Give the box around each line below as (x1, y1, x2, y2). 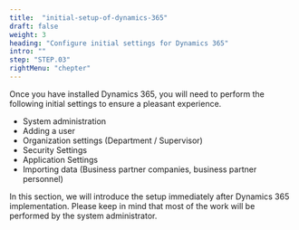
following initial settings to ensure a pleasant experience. (9, 98, 222, 109)
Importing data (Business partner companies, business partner (22, 164, 257, 175)
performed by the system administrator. (9, 210, 158, 221)
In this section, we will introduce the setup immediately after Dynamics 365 (9, 191, 290, 202)
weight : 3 (9, 30, 47, 39)
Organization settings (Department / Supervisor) (22, 135, 204, 146)
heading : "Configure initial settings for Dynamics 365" (9, 38, 229, 48)
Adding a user (22, 125, 75, 136)
